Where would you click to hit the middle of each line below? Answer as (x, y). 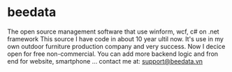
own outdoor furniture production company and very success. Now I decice (116, 46)
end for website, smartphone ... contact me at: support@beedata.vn (105, 61)
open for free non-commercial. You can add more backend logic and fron (113, 54)
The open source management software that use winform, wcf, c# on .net (113, 31)
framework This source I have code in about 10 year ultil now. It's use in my (115, 38)
